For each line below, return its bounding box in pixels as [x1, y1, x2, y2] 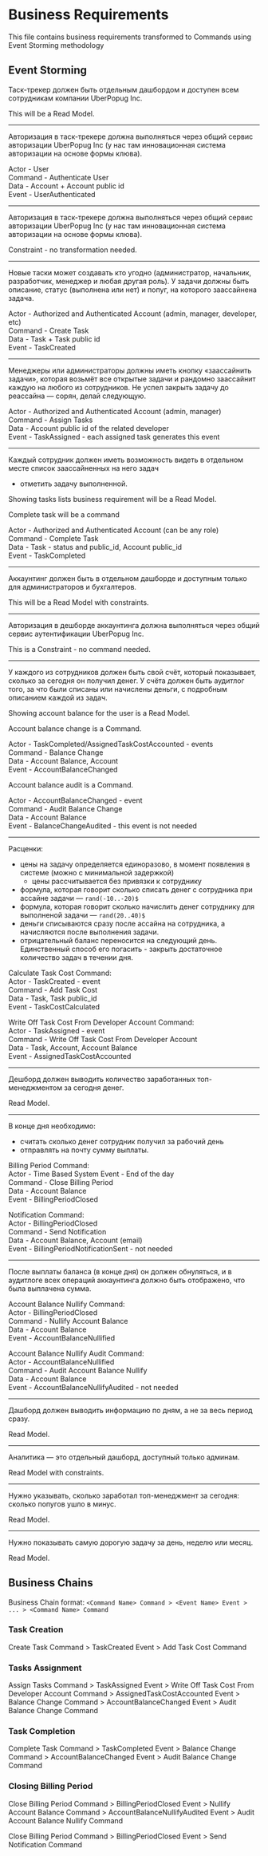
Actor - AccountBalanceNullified [8, 1356, 115, 1366]
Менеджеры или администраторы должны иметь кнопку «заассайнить [8, 365, 252, 375]
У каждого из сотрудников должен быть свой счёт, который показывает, [8, 667, 257, 677]
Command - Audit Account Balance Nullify [8, 1365, 148, 1375]
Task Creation [8, 1624, 64, 1635]
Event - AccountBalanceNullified [8, 1333, 116, 1342]
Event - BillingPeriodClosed [8, 1195, 98, 1204]
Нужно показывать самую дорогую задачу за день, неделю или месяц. [8, 1538, 254, 1547]
